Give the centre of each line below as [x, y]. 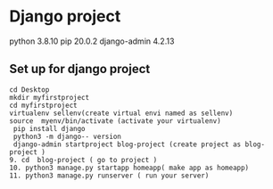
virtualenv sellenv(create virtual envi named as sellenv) [121, 113]
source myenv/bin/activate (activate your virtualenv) [115, 121]
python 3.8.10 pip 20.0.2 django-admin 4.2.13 [92, 41]
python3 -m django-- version [67, 136]
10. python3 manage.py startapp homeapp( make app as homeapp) [129, 168]
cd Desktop [29, 90]
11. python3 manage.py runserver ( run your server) [109, 176]
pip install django [50, 128]
